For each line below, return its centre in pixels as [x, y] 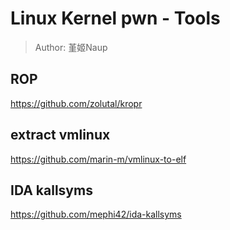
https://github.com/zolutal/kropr [76, 103]
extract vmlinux [60, 135]
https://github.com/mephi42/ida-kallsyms [96, 214]
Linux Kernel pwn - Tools [115, 18]
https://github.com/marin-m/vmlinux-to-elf [98, 159]
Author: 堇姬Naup [71, 47]
